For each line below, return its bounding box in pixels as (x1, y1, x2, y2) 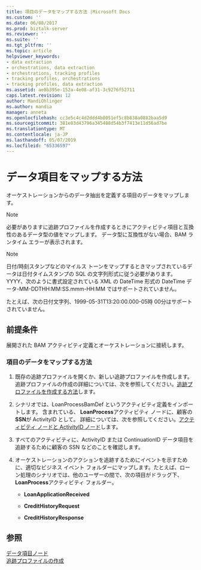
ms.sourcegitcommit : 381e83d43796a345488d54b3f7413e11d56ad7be (6, 121, 167, 127)
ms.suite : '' (6, 37, 39, 43)
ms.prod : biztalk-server (6, 25, 68, 32)
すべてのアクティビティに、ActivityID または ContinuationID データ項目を (14, 436, 194, 443)
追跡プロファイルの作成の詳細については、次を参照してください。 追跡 (14, 380, 188, 388)
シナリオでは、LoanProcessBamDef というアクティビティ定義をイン (14, 400, 183, 408)
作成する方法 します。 (46, 388, 99, 395)
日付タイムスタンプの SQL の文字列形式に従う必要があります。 (22, 270, 176, 277)
